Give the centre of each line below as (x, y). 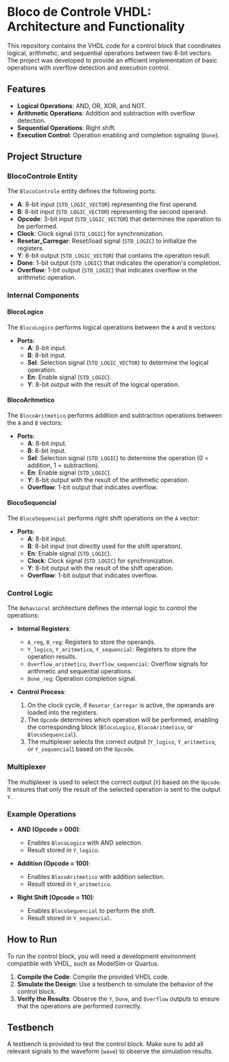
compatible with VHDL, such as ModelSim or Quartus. (83, 963)
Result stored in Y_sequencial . (69, 918)
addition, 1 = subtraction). (63, 465)
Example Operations (42, 814)
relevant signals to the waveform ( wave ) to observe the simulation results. (110, 1051)
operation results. (52, 657)
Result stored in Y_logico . (63, 849)
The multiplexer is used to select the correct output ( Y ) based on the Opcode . (114, 782)
